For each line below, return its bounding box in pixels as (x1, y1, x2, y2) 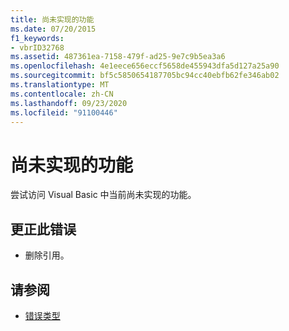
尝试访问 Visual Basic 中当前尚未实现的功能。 (10, 189, 197, 201)
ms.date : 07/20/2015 (10, 24, 97, 34)
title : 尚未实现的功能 (10, 14, 95, 25)
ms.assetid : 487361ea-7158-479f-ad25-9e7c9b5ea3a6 (10, 52, 226, 62)
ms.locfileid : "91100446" (10, 107, 118, 118)
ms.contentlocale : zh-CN (10, 89, 114, 99)
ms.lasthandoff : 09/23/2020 (10, 98, 128, 108)
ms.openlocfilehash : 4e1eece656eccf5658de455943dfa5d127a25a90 (10, 61, 280, 71)
